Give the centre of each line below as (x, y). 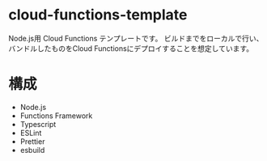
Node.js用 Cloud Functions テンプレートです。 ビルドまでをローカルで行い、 (136, 38)
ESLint (31, 133)
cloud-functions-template (98, 15)
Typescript (38, 124)
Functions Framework (56, 116)
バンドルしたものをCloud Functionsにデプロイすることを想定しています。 (131, 48)
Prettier (32, 141)
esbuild (32, 150)
